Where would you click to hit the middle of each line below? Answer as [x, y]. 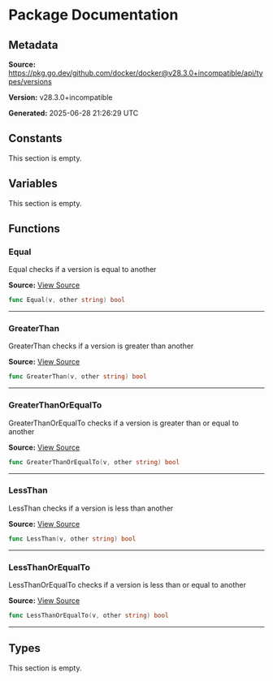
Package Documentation [93, 15]
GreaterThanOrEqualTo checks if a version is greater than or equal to [124, 423]
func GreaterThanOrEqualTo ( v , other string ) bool [94, 462]
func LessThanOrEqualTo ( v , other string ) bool [89, 615]
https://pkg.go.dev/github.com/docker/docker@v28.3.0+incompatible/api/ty [136, 73]
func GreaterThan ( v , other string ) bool [78, 377]
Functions [35, 229]
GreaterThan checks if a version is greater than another [101, 346]
